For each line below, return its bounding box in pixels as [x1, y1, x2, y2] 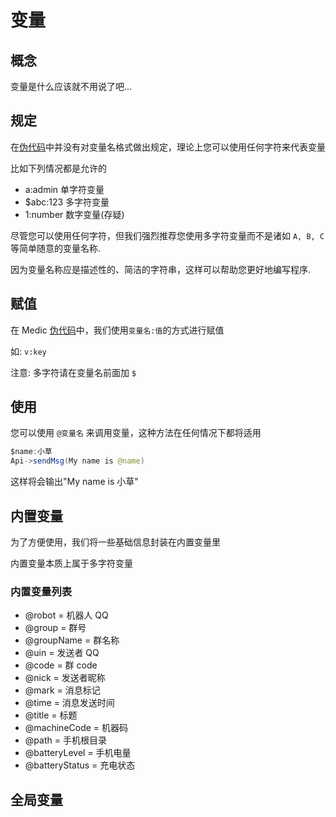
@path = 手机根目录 [24, 734, 107, 746]
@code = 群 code [24, 659, 98, 671]
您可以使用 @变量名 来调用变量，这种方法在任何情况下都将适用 [10, 427, 262, 439]
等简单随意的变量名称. [10, 242, 102, 254]
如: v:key [10, 345, 47, 357]
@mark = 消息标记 [24, 684, 101, 696]
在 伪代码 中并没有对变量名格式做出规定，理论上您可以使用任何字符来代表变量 [10, 141, 326, 153]
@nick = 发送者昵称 [24, 672, 106, 684]
